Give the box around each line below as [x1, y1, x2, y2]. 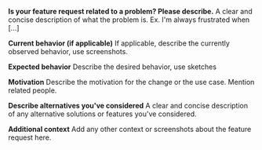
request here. [8, 133, 52, 142]
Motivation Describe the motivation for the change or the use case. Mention [8, 78, 255, 86]
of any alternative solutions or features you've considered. [8, 109, 198, 119]
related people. [8, 86, 57, 95]
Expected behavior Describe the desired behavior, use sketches [8, 62, 217, 71]
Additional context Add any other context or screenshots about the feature [8, 125, 252, 134]
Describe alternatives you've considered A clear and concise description [8, 101, 249, 110]
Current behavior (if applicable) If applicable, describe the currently [8, 38, 230, 48]
